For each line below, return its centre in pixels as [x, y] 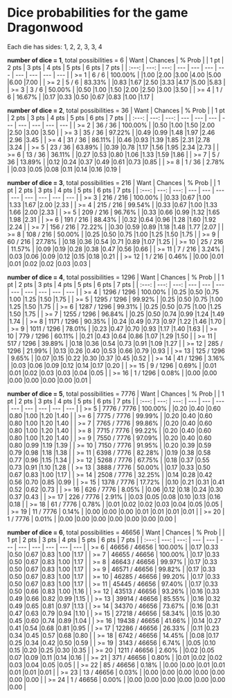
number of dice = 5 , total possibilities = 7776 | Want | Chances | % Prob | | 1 [116, 394]
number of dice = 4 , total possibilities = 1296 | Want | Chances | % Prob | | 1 [116, 277]
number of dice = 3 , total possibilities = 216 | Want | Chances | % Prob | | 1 [114, 182]
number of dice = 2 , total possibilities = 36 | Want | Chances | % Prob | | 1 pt [116, 110]
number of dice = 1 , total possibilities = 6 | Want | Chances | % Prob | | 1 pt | [115, 60]
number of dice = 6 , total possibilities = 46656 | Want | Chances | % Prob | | [116, 532]
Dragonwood [45, 27]
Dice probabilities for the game [98, 13]
